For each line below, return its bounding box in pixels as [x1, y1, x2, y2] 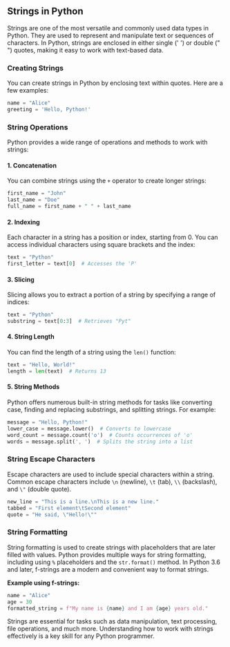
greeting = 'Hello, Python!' [7, 106, 91, 113]
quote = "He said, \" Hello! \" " [7, 511, 97, 518]
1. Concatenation [7, 161, 57, 169]
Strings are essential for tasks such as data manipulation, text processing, [7, 617, 218, 626]
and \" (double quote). [7, 485, 72, 493]
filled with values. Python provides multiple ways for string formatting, [7, 550, 207, 559]
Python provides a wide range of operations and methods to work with [7, 138, 209, 147]
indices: [7, 298, 30, 306]
